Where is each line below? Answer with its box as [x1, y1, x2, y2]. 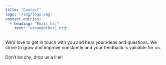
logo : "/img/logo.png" [5, 12, 53, 17]
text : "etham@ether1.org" [14, 26, 69, 31]
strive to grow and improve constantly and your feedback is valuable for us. [5, 45, 161, 51]
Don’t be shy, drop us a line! [5, 54, 63, 60]
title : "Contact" [5, 7, 42, 12]
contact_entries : [5, 16, 42, 21]
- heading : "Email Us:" [10, 21, 59, 26]
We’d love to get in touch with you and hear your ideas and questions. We [5, 39, 157, 45]
